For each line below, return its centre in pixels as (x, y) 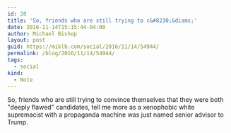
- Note (23, 80)
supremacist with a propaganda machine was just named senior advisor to (115, 115)
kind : (15, 73)
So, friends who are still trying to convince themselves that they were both (115, 100)
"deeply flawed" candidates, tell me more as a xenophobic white (101, 108)
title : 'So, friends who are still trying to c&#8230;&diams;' (102, 21)
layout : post (26, 40)
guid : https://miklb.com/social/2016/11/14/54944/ (83, 47)
